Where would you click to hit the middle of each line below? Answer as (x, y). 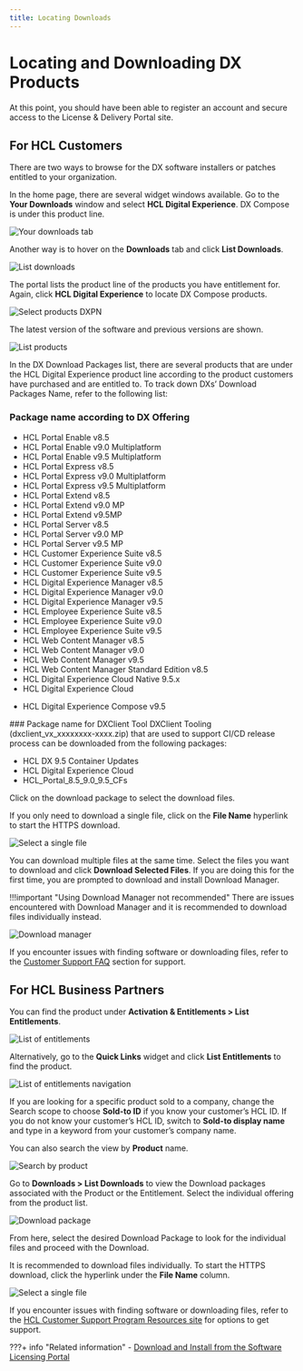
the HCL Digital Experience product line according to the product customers (151, 375)
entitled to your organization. (64, 177)
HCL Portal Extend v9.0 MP (73, 505)
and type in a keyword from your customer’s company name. (123, 1131)
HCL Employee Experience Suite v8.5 (92, 611)
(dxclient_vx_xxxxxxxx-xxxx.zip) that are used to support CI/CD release (142, 733)
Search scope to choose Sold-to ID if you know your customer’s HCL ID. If (148, 1112)
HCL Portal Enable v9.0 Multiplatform (92, 447)
